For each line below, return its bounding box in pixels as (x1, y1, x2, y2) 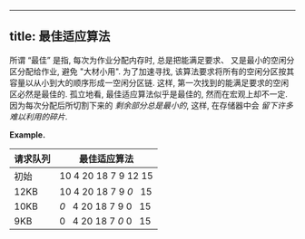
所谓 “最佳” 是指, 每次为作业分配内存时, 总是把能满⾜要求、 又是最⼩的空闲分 (9, 54, 295, 65)
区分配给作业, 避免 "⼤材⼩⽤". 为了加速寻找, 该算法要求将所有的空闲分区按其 (9, 65, 295, 77)
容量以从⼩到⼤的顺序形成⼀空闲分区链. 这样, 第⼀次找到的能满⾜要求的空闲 (9, 77, 289, 88)
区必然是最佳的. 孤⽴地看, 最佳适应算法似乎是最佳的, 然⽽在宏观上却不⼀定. (9, 88, 288, 100)
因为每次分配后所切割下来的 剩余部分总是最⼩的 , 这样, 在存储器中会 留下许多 (9, 100, 293, 110)
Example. (9, 129, 46, 140)
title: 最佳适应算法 (9, 29, 111, 44)
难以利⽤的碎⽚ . (9, 110, 68, 122)
